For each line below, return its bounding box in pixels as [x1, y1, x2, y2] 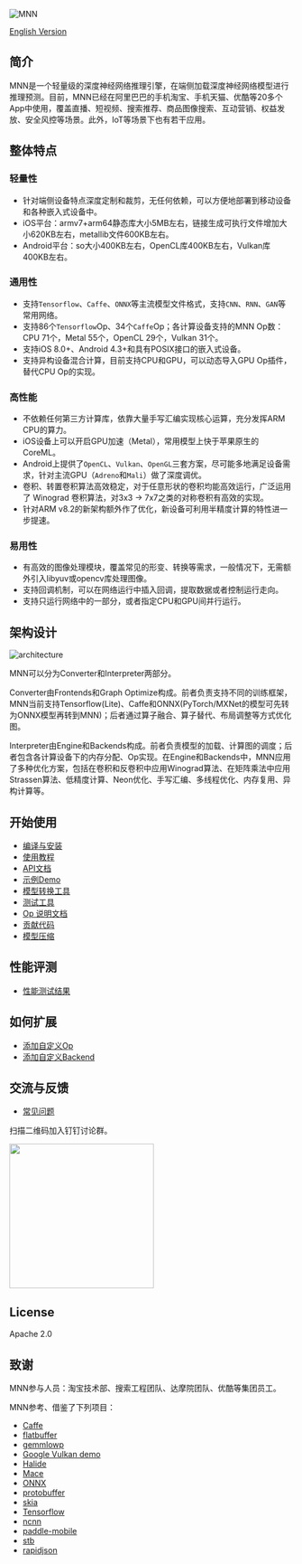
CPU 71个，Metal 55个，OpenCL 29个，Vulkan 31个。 [22, 332, 224, 343]
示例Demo [22, 874, 61, 885]
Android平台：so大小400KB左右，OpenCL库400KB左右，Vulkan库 [22, 240, 271, 250]
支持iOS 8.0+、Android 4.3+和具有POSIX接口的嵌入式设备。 [22, 344, 246, 354]
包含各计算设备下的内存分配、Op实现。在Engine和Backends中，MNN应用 [16, 751, 291, 763]
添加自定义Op [22, 1040, 74, 1051]
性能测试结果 [22, 985, 70, 996]
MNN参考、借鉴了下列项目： [9, 1402, 115, 1413]
